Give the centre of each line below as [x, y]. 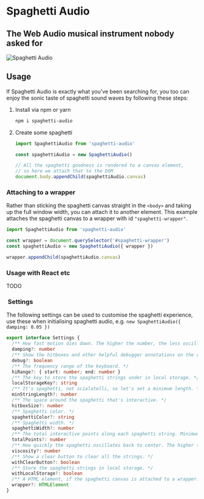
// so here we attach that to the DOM [64, 171]
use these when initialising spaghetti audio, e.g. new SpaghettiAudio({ [93, 322]
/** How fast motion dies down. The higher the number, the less [96, 344]
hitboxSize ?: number [38, 405]
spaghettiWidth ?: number [43, 428]
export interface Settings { [43, 338]
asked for [25, 43]
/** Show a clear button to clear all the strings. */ [83, 456]
